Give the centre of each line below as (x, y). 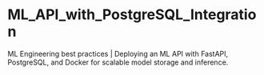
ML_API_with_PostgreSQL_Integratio (132, 15)
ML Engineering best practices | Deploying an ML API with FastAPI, (118, 53)
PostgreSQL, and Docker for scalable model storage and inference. (118, 62)
